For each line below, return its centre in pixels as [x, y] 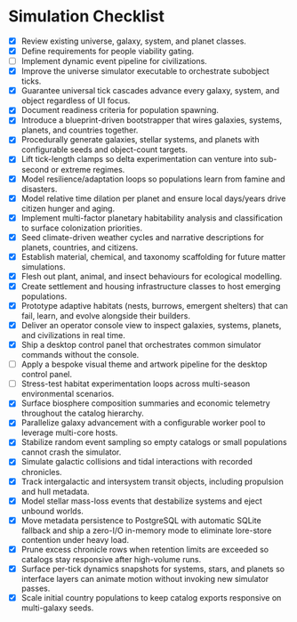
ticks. [31, 81]
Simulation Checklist [87, 16]
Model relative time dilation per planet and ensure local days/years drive [153, 198]
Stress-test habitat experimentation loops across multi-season [136, 384]
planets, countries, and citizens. [80, 247]
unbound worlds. [52, 511]
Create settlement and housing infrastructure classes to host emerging [151, 286]
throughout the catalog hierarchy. [82, 413]
